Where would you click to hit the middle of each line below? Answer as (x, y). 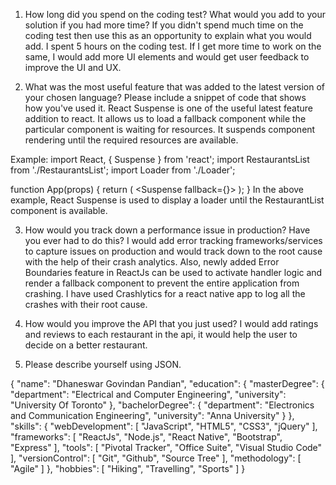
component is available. (59, 210)
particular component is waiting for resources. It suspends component (170, 129)
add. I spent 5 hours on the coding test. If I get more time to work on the (173, 46)
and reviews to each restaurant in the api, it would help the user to (161, 334)
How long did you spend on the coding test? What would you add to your (175, 14)
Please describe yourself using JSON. (103, 364)
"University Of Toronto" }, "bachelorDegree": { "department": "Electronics (162, 405)
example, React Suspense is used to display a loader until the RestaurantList (167, 200)
